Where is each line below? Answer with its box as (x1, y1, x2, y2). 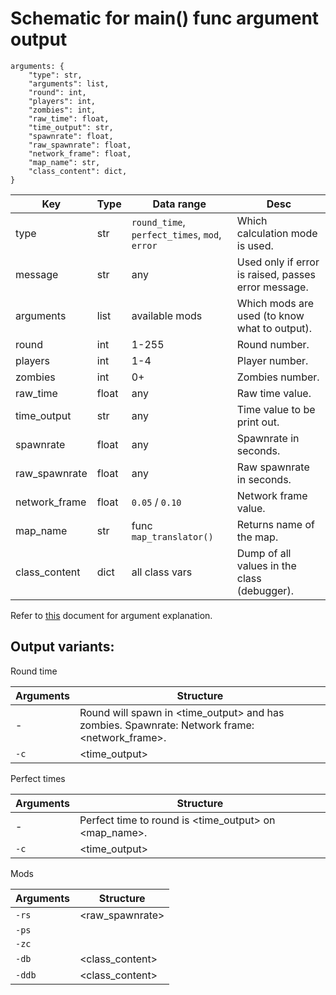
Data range (152, 197, 207, 211)
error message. (236, 280, 309, 294)
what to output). (236, 321, 313, 335)
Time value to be (236, 402, 316, 416)
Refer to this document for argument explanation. (10, 609, 213, 621)
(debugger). (236, 583, 294, 597)
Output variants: (10, 638, 115, 656)
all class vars (131, 565, 193, 579)
